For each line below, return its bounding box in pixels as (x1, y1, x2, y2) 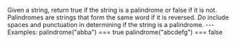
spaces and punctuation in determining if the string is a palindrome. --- (7, 21, 214, 28)
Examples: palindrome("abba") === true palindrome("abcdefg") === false (7, 28, 223, 36)
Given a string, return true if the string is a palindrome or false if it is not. (7, 6, 218, 14)
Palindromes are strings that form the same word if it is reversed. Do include (7, 13, 230, 21)
